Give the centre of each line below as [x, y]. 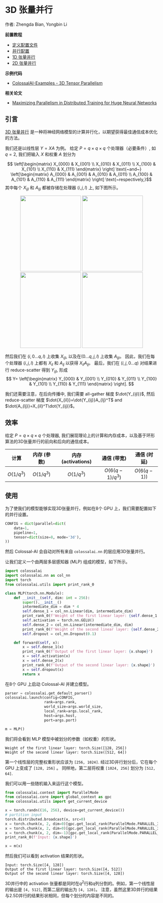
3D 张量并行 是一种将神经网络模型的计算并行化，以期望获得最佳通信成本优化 [81, 132]
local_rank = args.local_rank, [73, 711]
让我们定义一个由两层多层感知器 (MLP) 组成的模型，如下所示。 [67, 562]
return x [31, 674]
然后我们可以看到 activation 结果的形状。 [46, 856]
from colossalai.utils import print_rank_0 [50, 585]
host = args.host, [60, 715]
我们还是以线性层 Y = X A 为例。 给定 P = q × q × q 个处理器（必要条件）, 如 [81, 148]
